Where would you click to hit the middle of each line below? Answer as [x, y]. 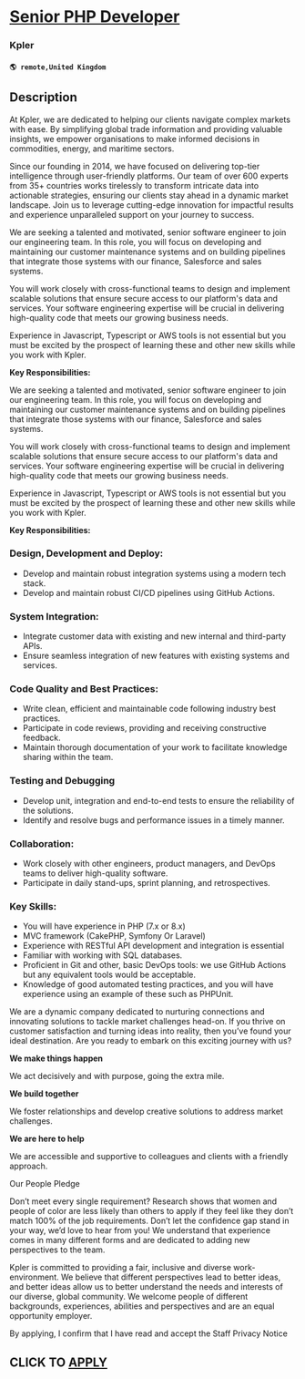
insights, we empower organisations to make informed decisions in [135, 139]
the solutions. [48, 810]
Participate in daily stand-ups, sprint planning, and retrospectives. [146, 883]
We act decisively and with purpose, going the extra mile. [117, 1076]
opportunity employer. [51, 1316]
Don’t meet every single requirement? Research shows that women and [143, 1201]
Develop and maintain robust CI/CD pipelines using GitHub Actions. [149, 592]
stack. [34, 583]
